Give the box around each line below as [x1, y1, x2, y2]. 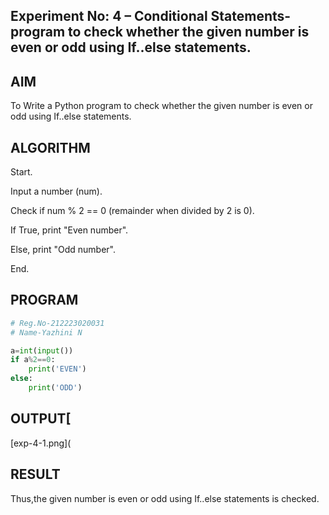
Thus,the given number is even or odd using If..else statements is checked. [10, 492, 320, 504]
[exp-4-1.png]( [10, 437, 72, 449]
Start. [10, 166, 33, 178]
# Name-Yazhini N [10, 327, 83, 338]
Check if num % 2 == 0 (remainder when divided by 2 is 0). [10, 205, 255, 217]
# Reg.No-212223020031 [10, 318, 105, 328]
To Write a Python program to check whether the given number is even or [10, 100, 313, 112]
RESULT [10, 466, 61, 483]
